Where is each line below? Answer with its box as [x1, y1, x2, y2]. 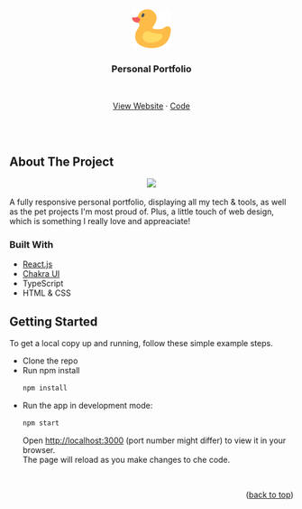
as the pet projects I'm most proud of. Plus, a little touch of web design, [9, 206, 275, 217]
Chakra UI [22, 269, 60, 279]
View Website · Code [112, 100, 191, 111]
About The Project [9, 154, 114, 169]
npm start [22, 419, 60, 428]
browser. [22, 444, 56, 455]
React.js [22, 259, 53, 269]
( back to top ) [245, 489, 294, 500]
